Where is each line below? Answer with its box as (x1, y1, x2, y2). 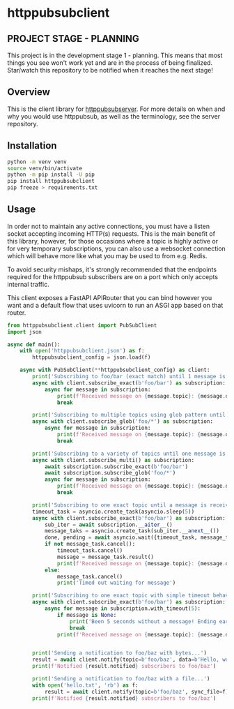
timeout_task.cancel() (56, 547, 123, 554)
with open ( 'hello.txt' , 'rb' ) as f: (32, 682, 139, 689)
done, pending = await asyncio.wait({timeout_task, (44, 534, 198, 542)
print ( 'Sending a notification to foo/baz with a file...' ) (32, 676, 210, 682)
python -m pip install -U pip (7, 171, 95, 179)
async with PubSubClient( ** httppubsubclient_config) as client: (19, 366, 210, 374)
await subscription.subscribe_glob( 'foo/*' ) (44, 470, 176, 477)
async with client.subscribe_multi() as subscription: (32, 456, 195, 463)
